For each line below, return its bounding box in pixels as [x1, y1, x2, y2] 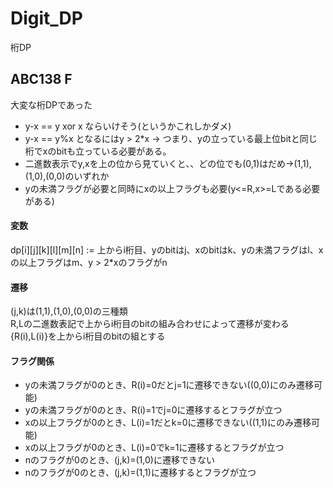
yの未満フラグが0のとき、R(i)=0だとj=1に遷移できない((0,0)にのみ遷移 [24, 379, 314, 391]
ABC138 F [10, 71, 73, 88]
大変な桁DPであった [10, 98, 93, 111]
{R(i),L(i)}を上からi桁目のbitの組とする [10, 330, 166, 342]
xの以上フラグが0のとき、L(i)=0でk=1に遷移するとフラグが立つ [24, 442, 285, 454]
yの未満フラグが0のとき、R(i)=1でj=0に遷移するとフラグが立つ [24, 404, 283, 416]
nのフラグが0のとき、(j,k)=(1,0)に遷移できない [24, 454, 215, 466]
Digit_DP [10, 7, 83, 30]
